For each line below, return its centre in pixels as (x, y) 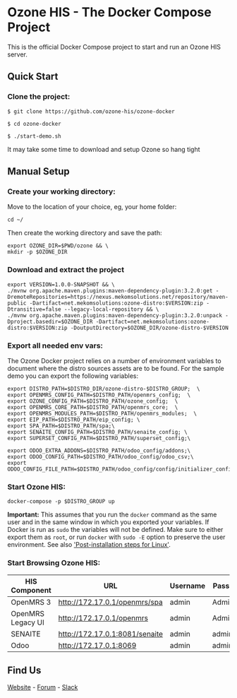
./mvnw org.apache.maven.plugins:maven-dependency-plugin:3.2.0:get (110, 290)
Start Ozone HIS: (36, 487)
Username (188, 586)
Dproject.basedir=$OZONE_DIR (50, 321)
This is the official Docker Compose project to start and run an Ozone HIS (114, 47)
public (17, 303)
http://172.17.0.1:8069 (97, 645)
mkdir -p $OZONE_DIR (38, 252)
